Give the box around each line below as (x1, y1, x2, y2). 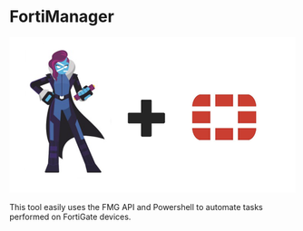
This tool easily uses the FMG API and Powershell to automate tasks (9, 201, 263, 212)
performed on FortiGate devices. (9, 211, 132, 222)
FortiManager (9, 6, 115, 27)
